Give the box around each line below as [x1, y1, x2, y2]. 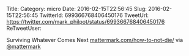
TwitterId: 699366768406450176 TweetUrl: [39, 12, 149, 19]
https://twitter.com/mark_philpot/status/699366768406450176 [6, 18, 165, 25]
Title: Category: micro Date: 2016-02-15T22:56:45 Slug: [6, 5, 147, 12]
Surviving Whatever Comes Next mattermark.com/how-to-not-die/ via [6, 37, 183, 43]
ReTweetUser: [6, 24, 42, 32]
